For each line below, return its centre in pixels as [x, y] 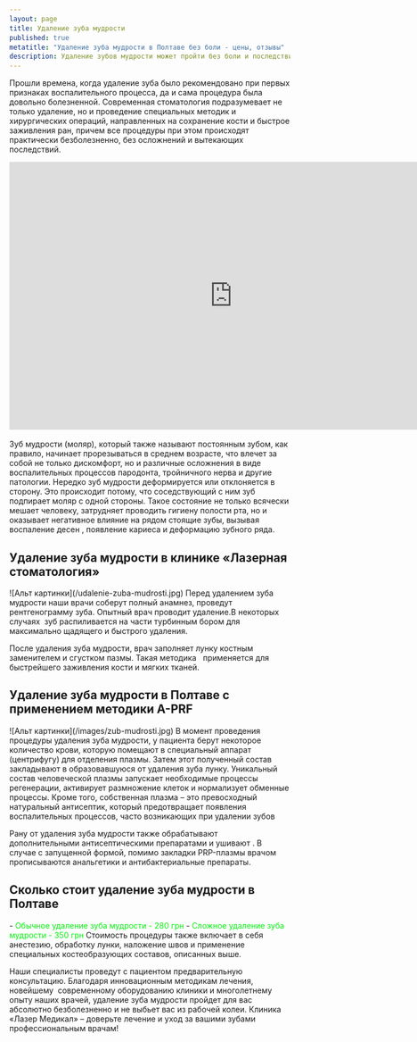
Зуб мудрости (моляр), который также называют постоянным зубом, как [149, 444]
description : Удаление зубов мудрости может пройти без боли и [129, 57]
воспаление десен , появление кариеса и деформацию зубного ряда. [142, 529]
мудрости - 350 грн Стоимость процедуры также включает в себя [136, 935]
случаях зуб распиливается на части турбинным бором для [125, 621]
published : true [39, 38]
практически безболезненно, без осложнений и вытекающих [127, 140]
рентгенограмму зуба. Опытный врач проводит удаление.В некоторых [144, 612]
